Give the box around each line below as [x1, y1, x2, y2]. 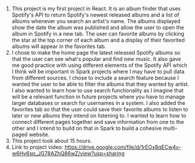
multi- [162, 124, 178, 132]
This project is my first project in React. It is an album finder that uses [11, 5, 181, 12]
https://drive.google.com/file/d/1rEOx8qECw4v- [64, 143, 181, 151]
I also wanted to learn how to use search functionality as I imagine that [11, 87, 184, 94]
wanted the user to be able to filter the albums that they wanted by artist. [11, 81, 190, 88]
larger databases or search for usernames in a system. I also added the [11, 100, 186, 106]
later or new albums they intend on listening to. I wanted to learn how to [11, 112, 187, 119]
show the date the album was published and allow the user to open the [11, 24, 184, 31]
